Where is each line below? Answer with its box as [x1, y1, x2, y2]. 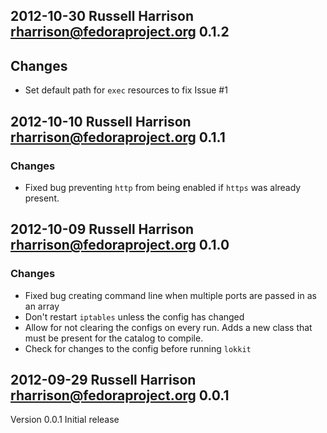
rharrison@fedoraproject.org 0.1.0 [10, 237, 230, 254]
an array [24, 300, 60, 312]
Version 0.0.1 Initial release [10, 414, 120, 426]
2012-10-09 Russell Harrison [10, 221, 195, 238]
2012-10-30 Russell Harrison [10, 8, 194, 25]
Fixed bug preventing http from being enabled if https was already [24, 181, 302, 193]
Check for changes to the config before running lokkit [24, 342, 252, 354]
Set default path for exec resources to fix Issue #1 [24, 84, 228, 96]
